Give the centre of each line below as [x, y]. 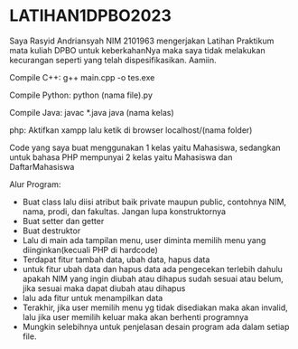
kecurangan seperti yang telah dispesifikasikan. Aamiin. [113, 60]
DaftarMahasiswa [42, 166]
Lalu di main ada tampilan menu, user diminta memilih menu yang [144, 240]
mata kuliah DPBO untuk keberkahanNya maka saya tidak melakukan [137, 50]
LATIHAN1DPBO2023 [90, 16]
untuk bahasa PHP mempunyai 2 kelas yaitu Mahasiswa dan [121, 157]
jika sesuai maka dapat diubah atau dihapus [104, 288]
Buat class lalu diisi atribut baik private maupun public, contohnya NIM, [154, 202]
